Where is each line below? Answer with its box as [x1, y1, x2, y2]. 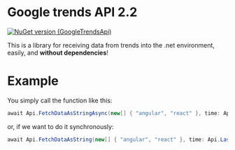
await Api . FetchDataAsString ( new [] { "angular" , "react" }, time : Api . [7, 136, 220, 143]
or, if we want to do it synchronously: [7, 122, 114, 130]
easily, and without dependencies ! [7, 48, 108, 57]
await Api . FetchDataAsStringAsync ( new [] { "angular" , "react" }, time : [7, 109, 220, 116]
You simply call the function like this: [7, 96, 113, 104]
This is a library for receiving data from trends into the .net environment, [7, 41, 215, 49]
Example [7, 73, 59, 89]
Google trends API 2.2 [7, 4, 138, 20]
